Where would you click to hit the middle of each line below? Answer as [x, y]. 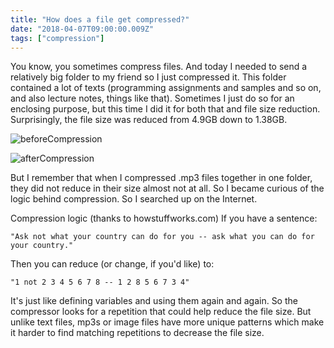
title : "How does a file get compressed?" [100, 19]
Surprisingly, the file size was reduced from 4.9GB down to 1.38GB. [149, 120]
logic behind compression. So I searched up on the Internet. [134, 199]
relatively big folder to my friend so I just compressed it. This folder [148, 77]
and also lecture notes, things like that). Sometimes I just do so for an [152, 98]
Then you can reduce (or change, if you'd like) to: [112, 264]
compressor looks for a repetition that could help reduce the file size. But [161, 312]
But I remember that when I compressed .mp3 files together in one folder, [161, 178]
